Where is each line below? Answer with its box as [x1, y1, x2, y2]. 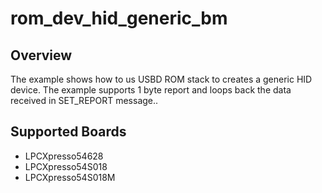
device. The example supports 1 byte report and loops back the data [10, 84, 292, 96]
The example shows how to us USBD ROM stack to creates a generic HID [10, 73, 313, 85]
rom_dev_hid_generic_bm [10, 7, 228, 30]
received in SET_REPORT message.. [10, 95, 159, 106]
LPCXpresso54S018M [24, 171, 116, 183]
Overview [10, 47, 73, 64]
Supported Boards [10, 123, 127, 141]
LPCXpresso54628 [24, 150, 104, 162]
